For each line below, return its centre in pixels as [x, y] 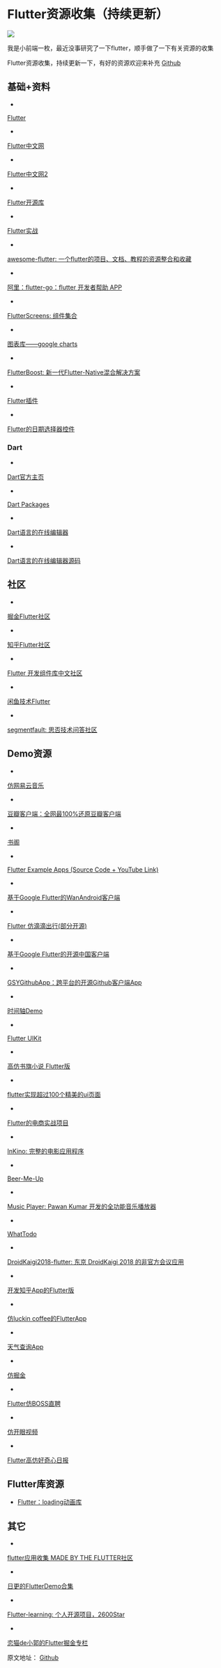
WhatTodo [22, 1234]
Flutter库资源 [36, 1484]
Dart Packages [29, 505]
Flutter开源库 [26, 202]
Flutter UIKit [24, 1038]
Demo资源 [30, 754]
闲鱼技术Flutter [29, 701]
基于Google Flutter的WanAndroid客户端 [64, 897]
